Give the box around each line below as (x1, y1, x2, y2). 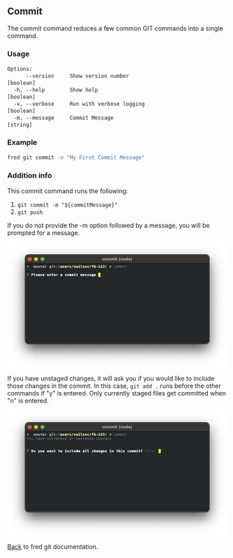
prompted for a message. (7, 228, 80, 236)
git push (17, 209, 43, 216)
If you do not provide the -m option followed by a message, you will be (7, 221, 211, 229)
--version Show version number (25, 73, 130, 80)
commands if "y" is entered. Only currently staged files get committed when (7, 389, 227, 398)
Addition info (7, 171, 52, 181)
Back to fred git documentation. (7, 543, 98, 551)
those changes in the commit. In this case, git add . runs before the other (7, 382, 221, 390)
